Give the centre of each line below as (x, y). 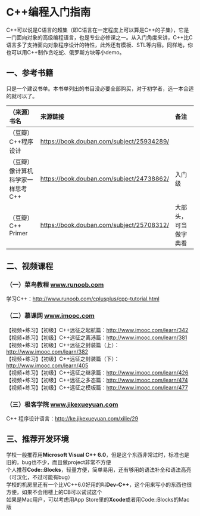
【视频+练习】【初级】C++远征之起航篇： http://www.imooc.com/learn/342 (97, 330)
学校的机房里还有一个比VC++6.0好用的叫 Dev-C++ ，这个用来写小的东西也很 (99, 484)
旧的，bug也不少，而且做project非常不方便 (59, 462)
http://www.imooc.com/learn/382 (47, 351)
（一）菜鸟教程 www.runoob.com (55, 285)
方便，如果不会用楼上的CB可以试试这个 (54, 492)
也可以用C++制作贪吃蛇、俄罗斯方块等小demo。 (65, 52)
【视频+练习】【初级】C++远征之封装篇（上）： (63, 345)
